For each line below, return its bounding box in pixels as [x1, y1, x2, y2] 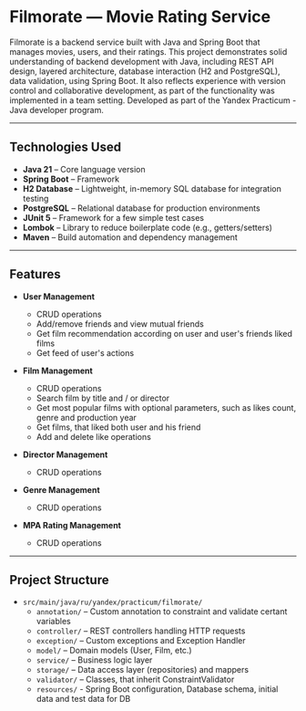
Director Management [22, 449, 108, 460]
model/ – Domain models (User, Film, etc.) [36, 645, 193, 656]
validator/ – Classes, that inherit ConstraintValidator [36, 674, 235, 685]
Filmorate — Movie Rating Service [9, 6, 271, 27]
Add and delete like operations [36, 431, 152, 442]
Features [9, 267, 61, 282]
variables [36, 616, 71, 627]
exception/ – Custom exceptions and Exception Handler [36, 635, 246, 646]
